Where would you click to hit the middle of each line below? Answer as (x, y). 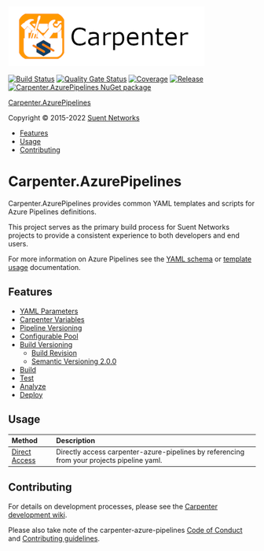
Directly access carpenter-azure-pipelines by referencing (150, 452)
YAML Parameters (49, 311)
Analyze (33, 386)
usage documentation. (44, 267)
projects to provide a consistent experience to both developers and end (124, 235)
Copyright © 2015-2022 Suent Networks (74, 118)
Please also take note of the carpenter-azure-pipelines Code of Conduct (125, 530)
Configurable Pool (49, 336)
